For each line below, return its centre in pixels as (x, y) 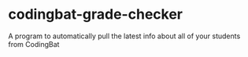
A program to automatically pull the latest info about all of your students (124, 36)
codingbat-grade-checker (96, 14)
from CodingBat (34, 44)
